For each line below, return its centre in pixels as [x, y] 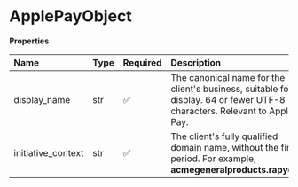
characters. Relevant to [219, 111]
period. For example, [214, 159]
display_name [42, 99]
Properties [29, 41]
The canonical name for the [228, 77]
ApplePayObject [71, 16]
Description [196, 62]
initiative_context [49, 152]
